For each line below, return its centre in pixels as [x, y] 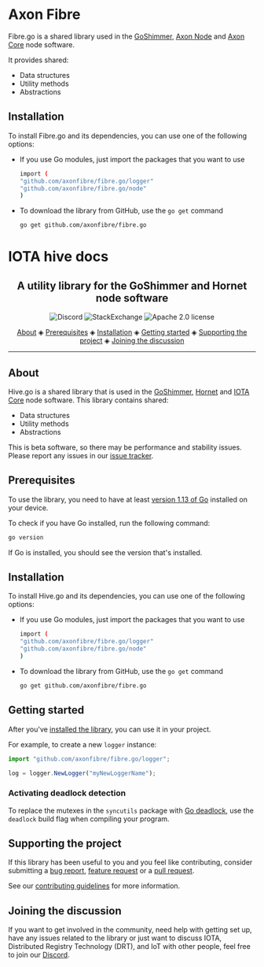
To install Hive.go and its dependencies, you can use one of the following [126, 596]
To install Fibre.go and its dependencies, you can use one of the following [128, 135]
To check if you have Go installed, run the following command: [109, 523]
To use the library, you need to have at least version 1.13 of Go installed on [128, 499]
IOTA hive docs [58, 257]
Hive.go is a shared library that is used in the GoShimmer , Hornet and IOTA [129, 391]
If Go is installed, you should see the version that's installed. [105, 552]
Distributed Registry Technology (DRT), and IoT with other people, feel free [130, 947]
